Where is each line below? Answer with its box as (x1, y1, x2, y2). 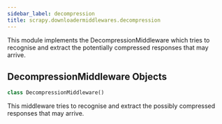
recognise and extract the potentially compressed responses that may (7, 43, 209, 52)
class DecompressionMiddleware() (7, 89, 105, 96)
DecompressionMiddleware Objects (7, 70, 168, 82)
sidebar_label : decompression (7, 10, 96, 17)
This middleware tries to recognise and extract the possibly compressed (7, 102, 216, 110)
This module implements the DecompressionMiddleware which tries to (7, 36, 210, 44)
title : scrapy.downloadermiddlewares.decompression (7, 17, 161, 24)
